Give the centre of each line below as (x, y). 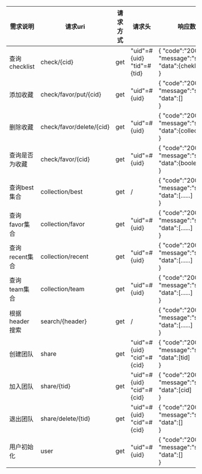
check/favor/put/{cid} (71, 94)
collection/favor (63, 224)
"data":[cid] (175, 390)
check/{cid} (57, 62)
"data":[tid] (174, 357)
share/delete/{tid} (65, 419)
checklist (22, 67)
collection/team (63, 289)
